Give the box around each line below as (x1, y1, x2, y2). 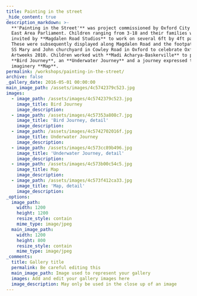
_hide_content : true (6, 14, 57, 20)
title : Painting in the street (6, 8, 83, 15)
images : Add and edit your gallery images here (11, 275, 130, 281)
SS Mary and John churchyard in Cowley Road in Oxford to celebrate (11, 47, 182, 53)
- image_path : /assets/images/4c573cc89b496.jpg (11, 145, 133, 151)
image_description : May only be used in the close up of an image (11, 281, 177, 287)
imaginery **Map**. (11, 63, 59, 69)
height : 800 (16, 237, 46, 243)
